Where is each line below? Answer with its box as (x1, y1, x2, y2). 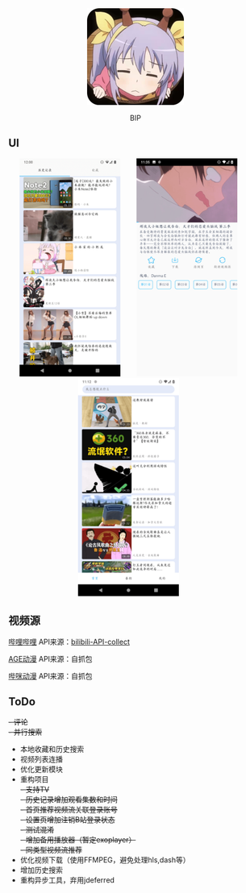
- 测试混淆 (19, 825, 55, 835)
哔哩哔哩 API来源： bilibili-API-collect (8, 637, 131, 646)
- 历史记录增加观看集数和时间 (19, 795, 119, 804)
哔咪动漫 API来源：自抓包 (8, 671, 93, 680)
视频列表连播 (19, 754, 63, 764)
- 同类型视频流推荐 (19, 845, 83, 855)
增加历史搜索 (19, 866, 63, 875)
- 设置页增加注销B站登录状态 (19, 815, 115, 824)
